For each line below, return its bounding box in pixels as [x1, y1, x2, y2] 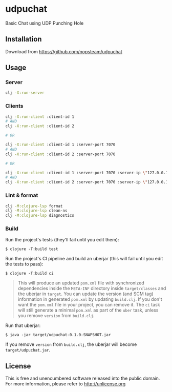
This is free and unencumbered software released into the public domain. [5, 375, 160, 382]
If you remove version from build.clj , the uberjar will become [5, 341, 137, 347]
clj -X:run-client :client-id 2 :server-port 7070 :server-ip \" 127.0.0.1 [5, 180, 168, 185]
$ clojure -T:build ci [5, 271, 54, 276]
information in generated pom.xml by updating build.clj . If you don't [17, 296, 162, 302]
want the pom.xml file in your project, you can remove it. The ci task [17, 302, 160, 308]
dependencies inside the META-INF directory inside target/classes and [17, 285, 166, 292]
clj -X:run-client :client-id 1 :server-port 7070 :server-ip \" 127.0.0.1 [5, 170, 168, 175]
